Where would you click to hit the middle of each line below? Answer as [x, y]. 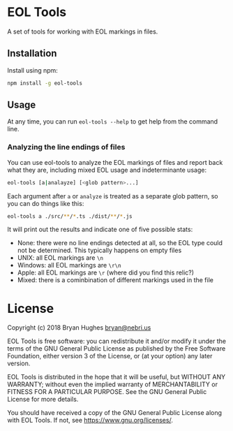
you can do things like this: [46, 203]
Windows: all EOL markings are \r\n [69, 265]
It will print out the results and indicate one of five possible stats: [100, 229]
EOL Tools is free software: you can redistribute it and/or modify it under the [117, 341]
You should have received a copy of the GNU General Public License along [114, 413]
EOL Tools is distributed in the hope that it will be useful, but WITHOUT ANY [116, 377]
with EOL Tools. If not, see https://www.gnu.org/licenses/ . [90, 421]
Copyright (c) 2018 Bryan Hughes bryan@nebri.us [79, 328]
